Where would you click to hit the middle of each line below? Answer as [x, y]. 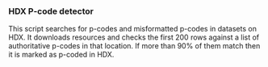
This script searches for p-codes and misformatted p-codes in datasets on [132, 29]
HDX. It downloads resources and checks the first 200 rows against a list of [134, 37]
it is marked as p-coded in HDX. [61, 55]
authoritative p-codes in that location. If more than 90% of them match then [134, 46]
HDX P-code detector [51, 11]
